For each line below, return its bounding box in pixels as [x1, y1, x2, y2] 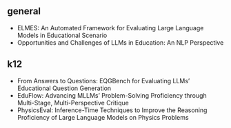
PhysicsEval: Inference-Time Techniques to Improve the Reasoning [17, 106, 208, 114]
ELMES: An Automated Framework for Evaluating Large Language [17, 23, 204, 32]
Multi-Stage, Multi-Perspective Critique [17, 98, 129, 107]
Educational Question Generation [17, 84, 112, 92]
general [7, 6, 41, 17]
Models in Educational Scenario [17, 31, 108, 39]
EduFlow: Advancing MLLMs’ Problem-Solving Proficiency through [17, 91, 207, 99]
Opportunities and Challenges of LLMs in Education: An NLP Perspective [17, 38, 224, 47]
